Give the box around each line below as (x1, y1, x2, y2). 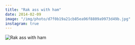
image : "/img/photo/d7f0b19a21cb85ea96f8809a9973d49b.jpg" (5, 16, 131, 21)
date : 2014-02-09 (5, 12, 41, 17)
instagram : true (5, 21, 39, 26)
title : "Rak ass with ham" (5, 7, 61, 12)
